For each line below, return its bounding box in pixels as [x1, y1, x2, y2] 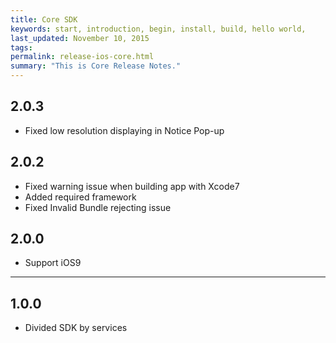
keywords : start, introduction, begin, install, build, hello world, [10, 24, 307, 34]
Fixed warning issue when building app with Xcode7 [24, 180, 240, 192]
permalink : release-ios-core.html [10, 52, 155, 62]
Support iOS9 [24, 257, 82, 269]
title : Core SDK [10, 14, 78, 25]
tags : [10, 42, 33, 53]
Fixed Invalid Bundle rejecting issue [24, 201, 172, 213]
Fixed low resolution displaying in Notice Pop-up [24, 124, 225, 136]
